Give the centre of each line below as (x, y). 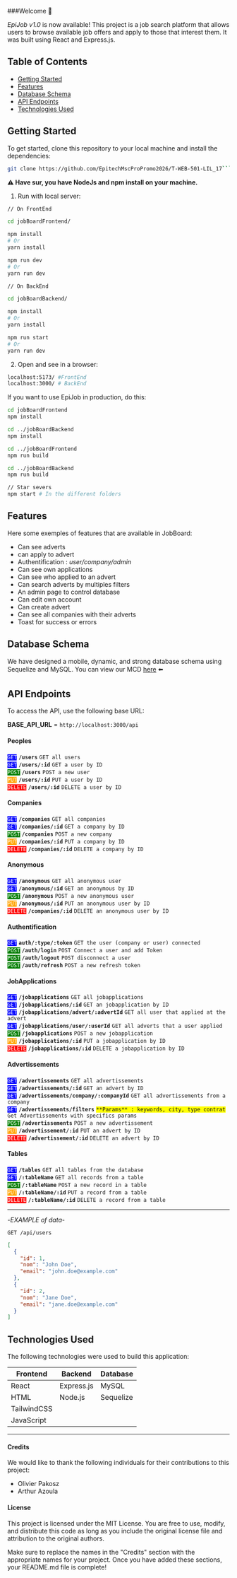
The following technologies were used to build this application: (98, 1357)
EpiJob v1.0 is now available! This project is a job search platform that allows (119, 24)
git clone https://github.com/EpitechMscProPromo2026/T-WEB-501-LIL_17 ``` (120, 169)
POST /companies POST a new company (60, 834)
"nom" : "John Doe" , (49, 1265)
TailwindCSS (32, 1409)
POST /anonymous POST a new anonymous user (71, 896)
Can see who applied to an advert (67, 577)
